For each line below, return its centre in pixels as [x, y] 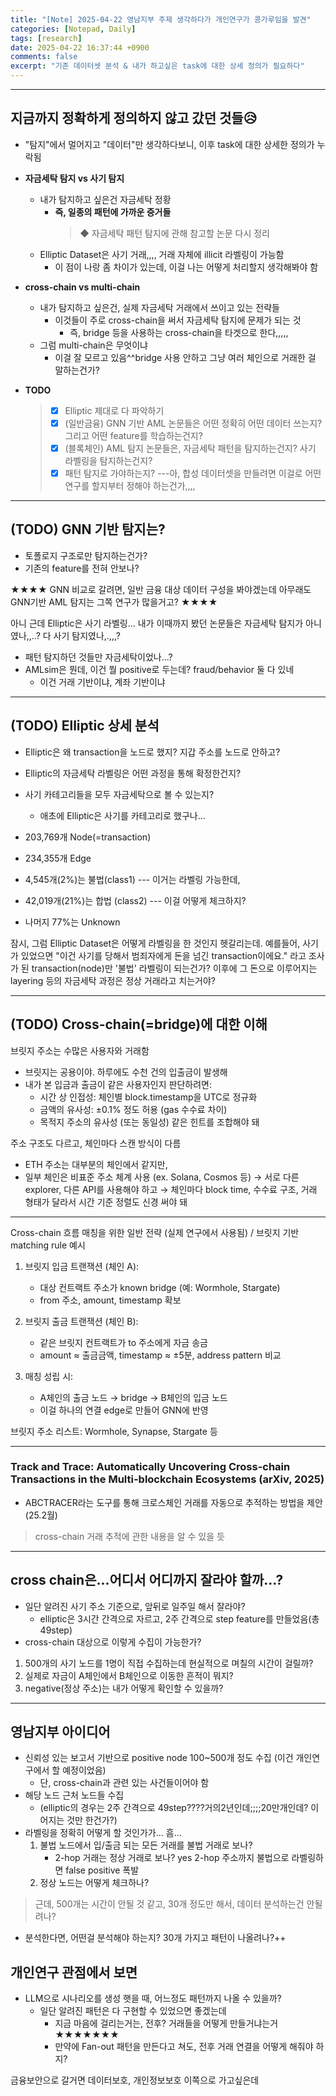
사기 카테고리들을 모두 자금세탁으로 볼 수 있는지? [119, 794]
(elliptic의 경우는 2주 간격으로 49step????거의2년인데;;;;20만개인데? [174, 1808]
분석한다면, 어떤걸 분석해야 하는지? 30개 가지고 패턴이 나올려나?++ [155, 1938]
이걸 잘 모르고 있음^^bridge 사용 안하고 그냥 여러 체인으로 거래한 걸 [185, 357]
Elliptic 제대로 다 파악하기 [114, 410]
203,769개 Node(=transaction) [88, 837]
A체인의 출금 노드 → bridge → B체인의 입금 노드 [133, 1397]
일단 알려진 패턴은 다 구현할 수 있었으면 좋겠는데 [133, 2011]
